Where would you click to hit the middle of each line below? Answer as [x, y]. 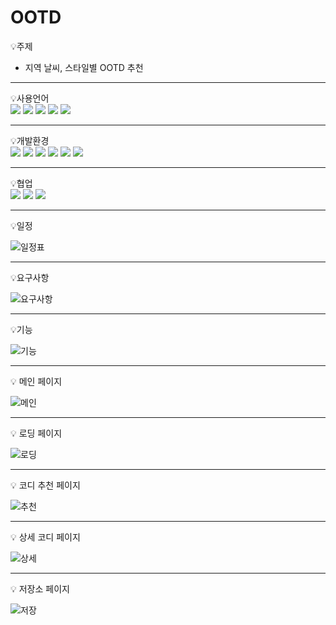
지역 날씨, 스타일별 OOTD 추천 [84, 67]
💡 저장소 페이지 [40, 588]
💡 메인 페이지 [36, 381]
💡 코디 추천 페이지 [45, 485]
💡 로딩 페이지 [36, 433]
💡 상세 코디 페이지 [45, 537]
